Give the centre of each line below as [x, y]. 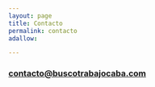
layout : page [30, 16]
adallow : [23, 38]
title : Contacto [36, 23]
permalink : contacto [43, 31]
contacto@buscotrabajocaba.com [77, 73]
